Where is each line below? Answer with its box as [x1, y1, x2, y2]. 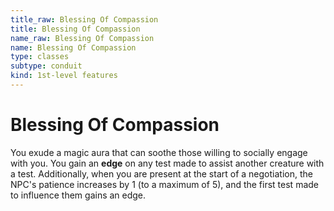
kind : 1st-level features [10, 71, 118, 81]
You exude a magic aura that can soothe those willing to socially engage [10, 146, 308, 158]
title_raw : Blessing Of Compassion [10, 14, 159, 25]
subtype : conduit [10, 61, 83, 71]
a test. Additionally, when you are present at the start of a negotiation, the [10, 167, 313, 180]
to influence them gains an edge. [10, 189, 147, 201]
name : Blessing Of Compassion [10, 42, 137, 53]
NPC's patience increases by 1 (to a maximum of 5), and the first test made [10, 178, 319, 190]
